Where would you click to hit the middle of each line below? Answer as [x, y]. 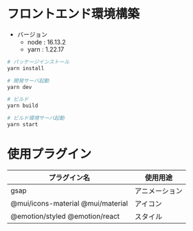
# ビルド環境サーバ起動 [36, 118]
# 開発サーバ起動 [28, 81]
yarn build [23, 106]
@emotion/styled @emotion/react [65, 216]
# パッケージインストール [38, 62]
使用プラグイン [49, 154]
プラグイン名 [69, 178]
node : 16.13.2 [47, 42]
